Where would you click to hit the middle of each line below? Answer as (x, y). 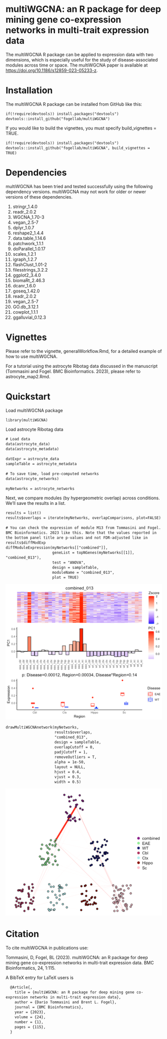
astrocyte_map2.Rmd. (28, 376)
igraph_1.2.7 (25, 259)
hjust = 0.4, (68, 772)
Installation (29, 91)
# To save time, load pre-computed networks (52, 474)
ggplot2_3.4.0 (27, 275)
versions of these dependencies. (39, 197)
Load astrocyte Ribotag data (34, 429)
